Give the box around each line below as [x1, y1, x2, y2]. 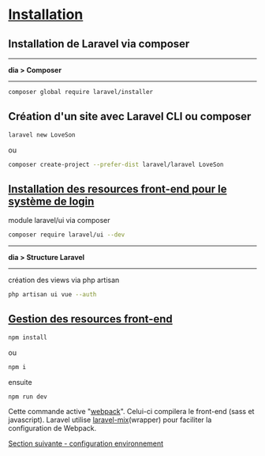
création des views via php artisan [8, 275, 120, 285]
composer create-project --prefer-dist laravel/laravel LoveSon [8, 160, 224, 168]
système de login [8, 194, 95, 208]
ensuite [8, 377, 33, 386]
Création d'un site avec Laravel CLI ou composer [8, 110, 252, 123]
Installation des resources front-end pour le [8, 182, 227, 195]
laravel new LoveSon [8, 130, 77, 139]
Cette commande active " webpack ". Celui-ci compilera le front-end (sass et [8, 407, 255, 416]
